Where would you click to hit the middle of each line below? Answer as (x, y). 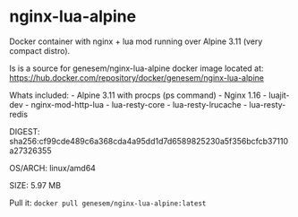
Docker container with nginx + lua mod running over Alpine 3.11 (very (136, 41)
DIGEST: (25, 131)
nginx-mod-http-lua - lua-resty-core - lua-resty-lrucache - (139, 104)
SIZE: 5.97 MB (35, 185)
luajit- (279, 95)
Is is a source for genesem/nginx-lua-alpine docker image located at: (136, 68)
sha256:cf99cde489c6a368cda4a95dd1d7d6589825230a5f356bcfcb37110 (149, 141)
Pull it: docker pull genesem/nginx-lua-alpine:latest (108, 203)
